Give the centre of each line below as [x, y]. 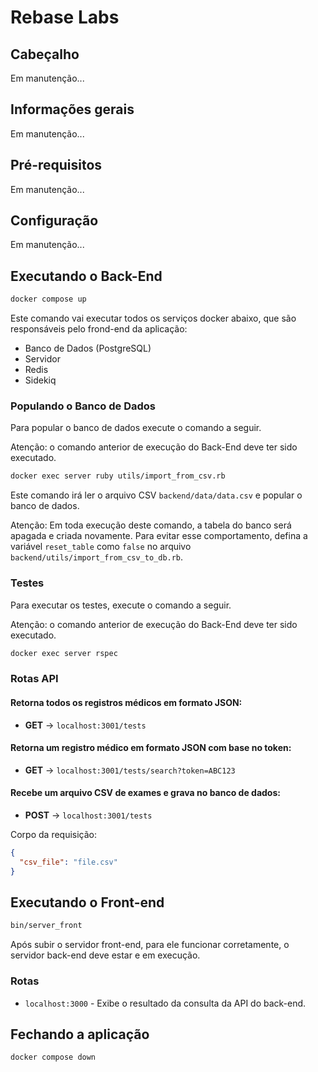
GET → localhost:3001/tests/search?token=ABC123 [130, 770]
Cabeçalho [45, 54]
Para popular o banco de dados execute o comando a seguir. [136, 428]
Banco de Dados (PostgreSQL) [88, 348]
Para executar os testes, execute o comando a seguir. [121, 605]
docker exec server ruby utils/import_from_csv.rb [118, 476]
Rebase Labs [65, 17]
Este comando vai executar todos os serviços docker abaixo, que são [153, 318]
